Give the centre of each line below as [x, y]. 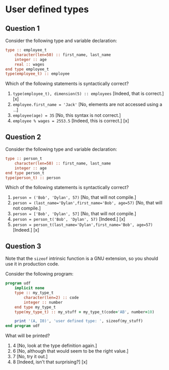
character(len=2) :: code [51, 297]
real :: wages [29, 64]
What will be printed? [28, 336]
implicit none [29, 288]
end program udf [23, 326]
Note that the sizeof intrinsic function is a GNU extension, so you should [82, 259]
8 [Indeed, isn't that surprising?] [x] [50, 362]
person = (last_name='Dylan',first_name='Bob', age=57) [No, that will [88, 203]
